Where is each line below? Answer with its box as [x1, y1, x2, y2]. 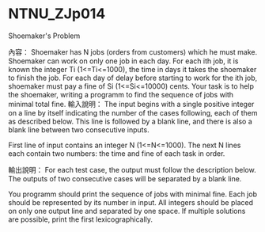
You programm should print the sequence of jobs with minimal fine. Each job [8, 189, 257, 199]
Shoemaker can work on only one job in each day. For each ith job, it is [8, 56, 239, 66]
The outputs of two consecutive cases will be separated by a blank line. [8, 173, 242, 183]
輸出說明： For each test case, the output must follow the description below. [8, 165, 256, 174]
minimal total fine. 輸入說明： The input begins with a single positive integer [8, 99, 255, 108]
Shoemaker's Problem [8, 31, 81, 40]
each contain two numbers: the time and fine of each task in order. [8, 148, 225, 158]
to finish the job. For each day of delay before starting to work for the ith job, [8, 73, 258, 82]
